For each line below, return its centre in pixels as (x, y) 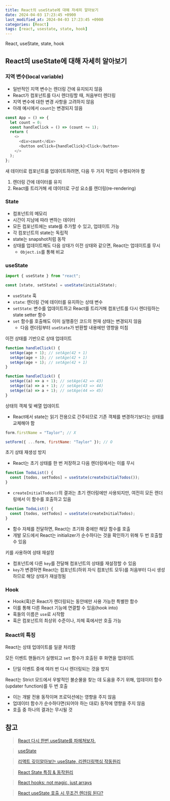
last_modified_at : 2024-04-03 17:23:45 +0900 (54, 19)
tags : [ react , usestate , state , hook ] (46, 29)
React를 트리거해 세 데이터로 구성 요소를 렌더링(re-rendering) (74, 188)
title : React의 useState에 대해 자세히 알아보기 (52, 10)
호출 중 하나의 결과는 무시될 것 (42, 710)
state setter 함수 (29, 314)
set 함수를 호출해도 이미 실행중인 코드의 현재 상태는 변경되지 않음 (77, 321)
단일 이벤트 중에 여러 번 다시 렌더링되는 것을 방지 (61, 669)
